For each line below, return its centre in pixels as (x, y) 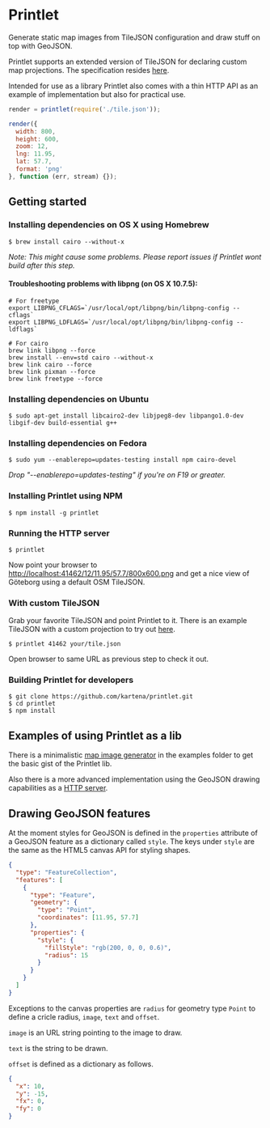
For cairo (32, 343)
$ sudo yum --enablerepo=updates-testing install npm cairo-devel (122, 460)
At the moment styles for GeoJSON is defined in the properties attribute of (133, 833)
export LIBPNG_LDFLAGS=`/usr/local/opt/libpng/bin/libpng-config (120, 322)
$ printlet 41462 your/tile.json (65, 644)
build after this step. (42, 265)
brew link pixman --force (52, 371)
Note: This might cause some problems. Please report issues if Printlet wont (135, 257)
